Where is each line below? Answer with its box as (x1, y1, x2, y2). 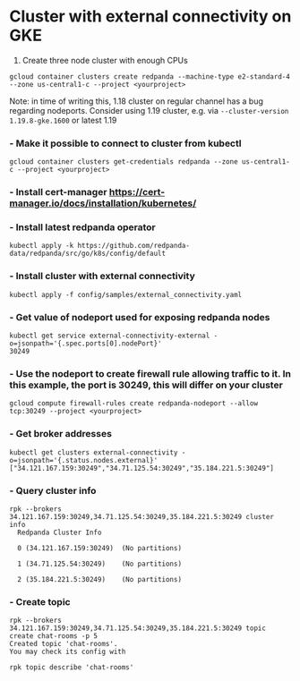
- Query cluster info (9, 484, 97, 497)
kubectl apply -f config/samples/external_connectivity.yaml (9, 290, 243, 299)
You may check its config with (9, 647, 126, 657)
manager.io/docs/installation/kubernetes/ (9, 197, 197, 209)
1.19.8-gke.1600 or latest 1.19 (9, 115, 117, 125)
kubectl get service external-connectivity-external (9, 331, 210, 341)
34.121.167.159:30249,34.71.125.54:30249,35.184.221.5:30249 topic (9, 624, 267, 633)
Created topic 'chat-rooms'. (9, 640, 118, 649)
